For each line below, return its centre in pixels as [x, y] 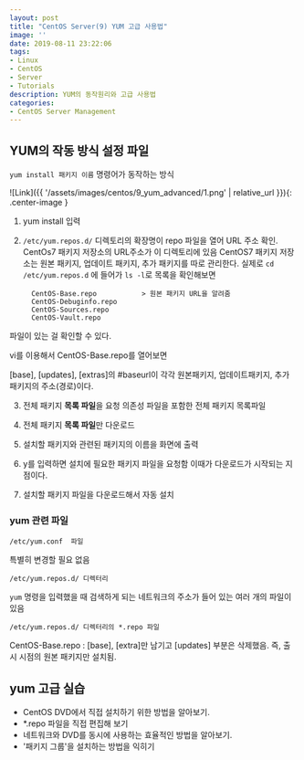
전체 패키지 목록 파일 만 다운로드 [79, 425]
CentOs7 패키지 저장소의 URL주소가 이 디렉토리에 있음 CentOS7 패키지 [150, 252]
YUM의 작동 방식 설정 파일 [79, 150]
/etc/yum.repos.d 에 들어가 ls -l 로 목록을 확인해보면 [119, 275]
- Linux [24, 60]
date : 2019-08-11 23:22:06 [61, 43]
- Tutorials [32, 86]
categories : [32, 103]
